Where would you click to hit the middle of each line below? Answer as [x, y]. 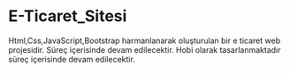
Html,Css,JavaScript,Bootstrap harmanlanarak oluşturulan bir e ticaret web [144, 40]
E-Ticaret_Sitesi [68, 16]
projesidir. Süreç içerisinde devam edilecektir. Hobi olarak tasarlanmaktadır [145, 49]
